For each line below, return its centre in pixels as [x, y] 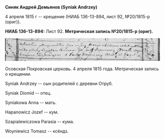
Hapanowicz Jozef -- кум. [32, 112]
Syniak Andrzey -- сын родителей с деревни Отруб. [59, 83]
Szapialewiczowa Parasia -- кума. [40, 122]
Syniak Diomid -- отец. [28, 93]
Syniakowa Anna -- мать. [31, 103]
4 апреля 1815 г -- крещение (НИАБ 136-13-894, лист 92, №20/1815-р [78, 16]
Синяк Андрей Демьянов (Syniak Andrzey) [51, 7]
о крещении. [18, 74]
